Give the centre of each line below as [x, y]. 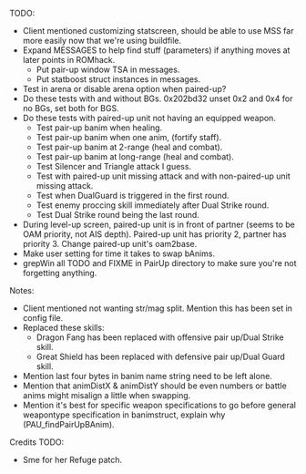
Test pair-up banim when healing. [99, 128]
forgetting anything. [60, 273]
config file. [43, 318]
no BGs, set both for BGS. [71, 108]
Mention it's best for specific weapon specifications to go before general [159, 405]
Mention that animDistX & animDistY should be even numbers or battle [154, 386]
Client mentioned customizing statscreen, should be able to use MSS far [158, 31]
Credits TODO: [37, 442]
